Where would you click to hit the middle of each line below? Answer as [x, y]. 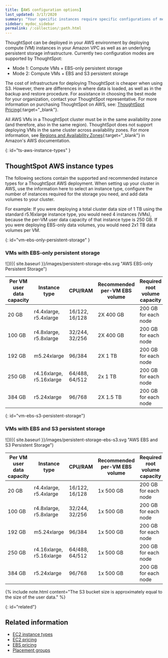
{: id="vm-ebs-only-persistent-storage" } [47, 240]
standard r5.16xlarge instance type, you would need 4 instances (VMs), [78, 214]
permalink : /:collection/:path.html [43, 28]
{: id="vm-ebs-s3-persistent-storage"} [45, 416]
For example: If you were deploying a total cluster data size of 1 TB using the [84, 209]
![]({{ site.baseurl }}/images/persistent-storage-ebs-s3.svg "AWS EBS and [81, 440]
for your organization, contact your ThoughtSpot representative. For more [81, 99]
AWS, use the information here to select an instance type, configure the [79, 188]
